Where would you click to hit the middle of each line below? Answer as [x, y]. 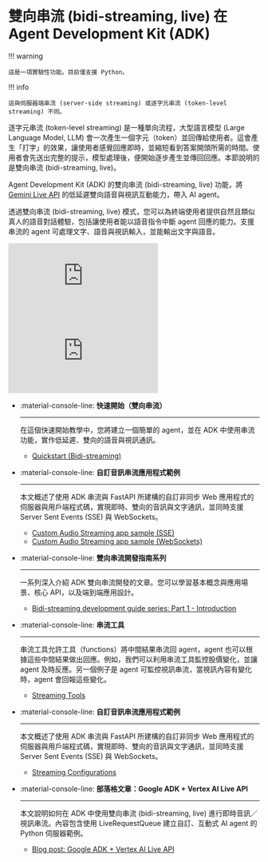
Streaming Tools [59, 695]
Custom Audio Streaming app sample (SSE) [103, 533]
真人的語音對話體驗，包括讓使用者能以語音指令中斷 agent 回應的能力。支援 [132, 221]
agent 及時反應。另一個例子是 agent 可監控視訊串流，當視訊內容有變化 [136, 669]
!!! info [19, 87]
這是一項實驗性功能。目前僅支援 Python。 [69, 72]
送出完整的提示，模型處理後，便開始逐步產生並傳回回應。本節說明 [144, 158]
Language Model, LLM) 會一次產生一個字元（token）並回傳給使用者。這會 [130, 138]
